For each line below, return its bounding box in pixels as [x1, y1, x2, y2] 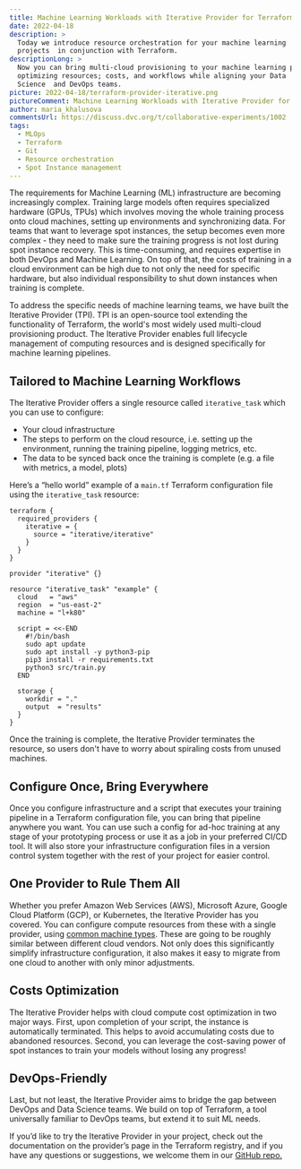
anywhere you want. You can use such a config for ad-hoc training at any [9, 821, 280, 832]
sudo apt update [25, 640, 87, 649]
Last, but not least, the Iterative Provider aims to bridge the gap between [9, 1095, 277, 1105]
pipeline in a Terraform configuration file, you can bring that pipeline [9, 812, 262, 822]
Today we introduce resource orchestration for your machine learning [17, 38, 287, 47]
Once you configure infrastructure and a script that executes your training [9, 803, 282, 813]
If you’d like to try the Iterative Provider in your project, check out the [9, 1130, 263, 1142]
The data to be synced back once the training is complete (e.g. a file [21, 453, 275, 464]
